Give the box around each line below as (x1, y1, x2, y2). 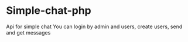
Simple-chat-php (6, 4, 92, 17)
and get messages (6, 29, 51, 36)
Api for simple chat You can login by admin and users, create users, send (6, 23, 183, 30)
